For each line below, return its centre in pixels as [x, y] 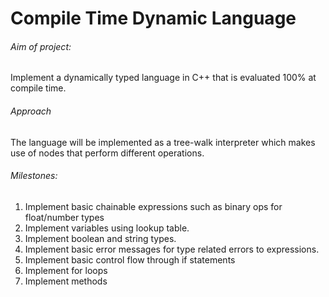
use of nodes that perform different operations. [107, 153]
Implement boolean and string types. [100, 238]
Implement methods [66, 281]
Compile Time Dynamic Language [153, 18]
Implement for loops [66, 270]
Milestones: [34, 176]
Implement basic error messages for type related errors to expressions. [172, 249]
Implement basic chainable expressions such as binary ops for [153, 206]
